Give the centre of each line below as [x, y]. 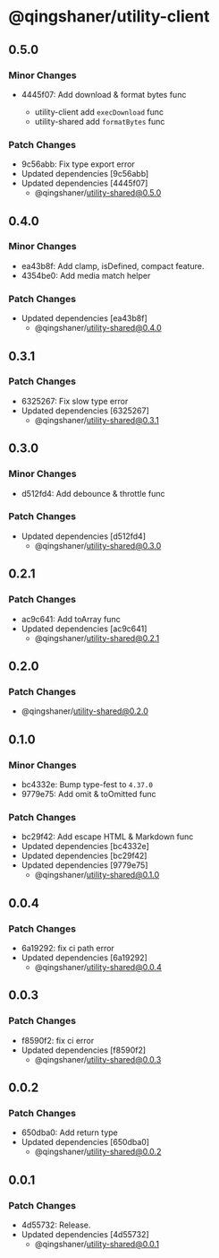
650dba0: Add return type [69, 1132]
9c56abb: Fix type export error [78, 164]
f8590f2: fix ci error [58, 1040]
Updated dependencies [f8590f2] [84, 1050]
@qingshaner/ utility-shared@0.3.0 [98, 545]
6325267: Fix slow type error [75, 401]
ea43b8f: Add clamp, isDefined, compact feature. [113, 265]
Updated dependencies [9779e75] [84, 865]
